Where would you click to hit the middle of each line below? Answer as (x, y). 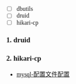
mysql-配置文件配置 (43, 74)
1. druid (18, 40)
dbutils (25, 9)
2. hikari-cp (24, 58)
